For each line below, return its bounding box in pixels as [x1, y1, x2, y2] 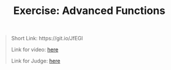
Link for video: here [11, 45, 59, 53]
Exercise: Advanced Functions [13, 4, 166, 17]
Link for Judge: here [11, 57, 61, 64]
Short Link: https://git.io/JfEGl [11, 34, 83, 41]
